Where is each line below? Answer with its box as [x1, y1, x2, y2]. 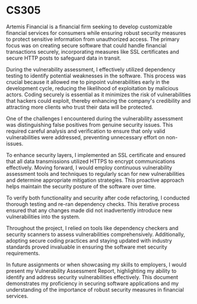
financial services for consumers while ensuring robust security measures [6, 29, 186, 36]
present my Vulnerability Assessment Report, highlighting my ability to [6, 267, 177, 274]
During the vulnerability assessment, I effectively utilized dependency [6, 66, 176, 73]
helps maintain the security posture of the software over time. [6, 182, 156, 189]
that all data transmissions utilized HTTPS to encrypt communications [6, 158, 175, 165]
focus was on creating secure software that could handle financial [6, 42, 167, 49]
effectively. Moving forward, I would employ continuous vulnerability [6, 164, 172, 171]
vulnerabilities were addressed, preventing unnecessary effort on [6, 133, 165, 140]
